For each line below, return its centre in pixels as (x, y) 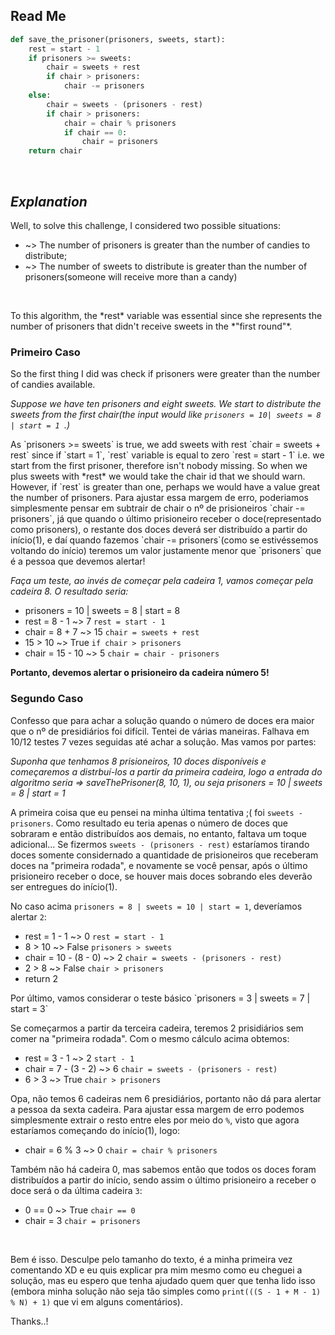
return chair (55, 151)
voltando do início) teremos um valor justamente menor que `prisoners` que (166, 551)
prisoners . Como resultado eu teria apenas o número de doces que (149, 823)
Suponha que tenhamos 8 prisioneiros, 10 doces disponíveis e (138, 761)
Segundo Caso (47, 699)
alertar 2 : (28, 916)
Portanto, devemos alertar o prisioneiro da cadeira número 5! (140, 673)
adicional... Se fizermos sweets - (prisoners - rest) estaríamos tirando (160, 844)
